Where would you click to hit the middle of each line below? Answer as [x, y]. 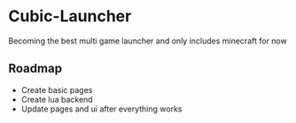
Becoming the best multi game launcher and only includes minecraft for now [148, 41]
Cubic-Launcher [70, 16]
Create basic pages [57, 89]
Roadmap [35, 69]
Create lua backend [57, 99]
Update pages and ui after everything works [101, 109]
